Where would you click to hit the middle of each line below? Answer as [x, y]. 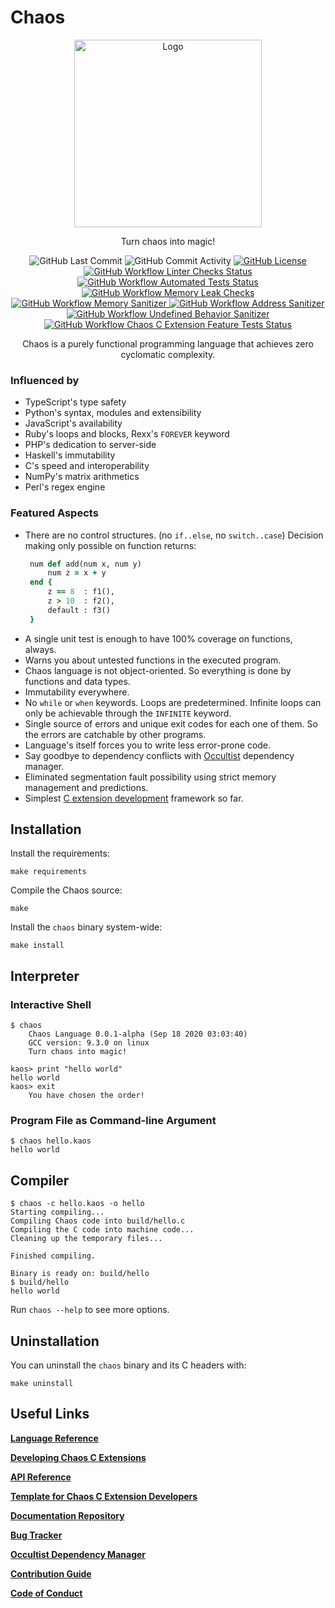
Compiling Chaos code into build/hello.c [98, 1221]
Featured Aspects [54, 513]
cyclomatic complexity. [168, 354]
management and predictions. [86, 787]
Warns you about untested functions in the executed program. [153, 660]
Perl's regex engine [65, 487]
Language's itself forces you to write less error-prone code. [148, 745]
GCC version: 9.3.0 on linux [89, 1043]
